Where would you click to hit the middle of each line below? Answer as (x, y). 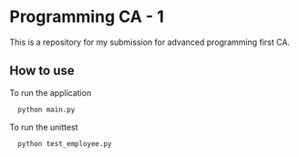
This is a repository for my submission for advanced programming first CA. (149, 42)
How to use (42, 71)
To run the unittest (44, 127)
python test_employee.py (65, 143)
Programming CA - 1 (87, 17)
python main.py (46, 110)
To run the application (51, 92)
